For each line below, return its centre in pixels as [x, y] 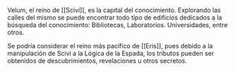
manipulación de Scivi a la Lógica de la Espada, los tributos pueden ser [111, 53]
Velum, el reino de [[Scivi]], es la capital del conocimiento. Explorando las [114, 10]
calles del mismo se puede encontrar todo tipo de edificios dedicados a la [115, 17]
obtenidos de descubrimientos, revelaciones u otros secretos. [97, 61]
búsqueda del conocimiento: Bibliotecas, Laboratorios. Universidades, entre [117, 25]
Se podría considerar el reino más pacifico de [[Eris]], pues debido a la [110, 46]
